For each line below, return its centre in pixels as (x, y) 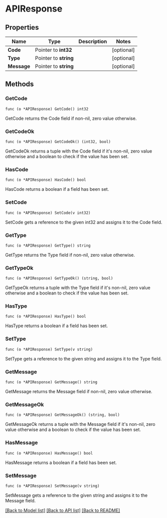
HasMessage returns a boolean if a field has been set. (61, 462)
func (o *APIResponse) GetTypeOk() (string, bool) (59, 278)
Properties (22, 27)
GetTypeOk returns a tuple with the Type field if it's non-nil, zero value (78, 288)
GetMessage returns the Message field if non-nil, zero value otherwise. (79, 392)
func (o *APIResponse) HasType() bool (46, 317)
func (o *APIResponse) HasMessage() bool (49, 453)
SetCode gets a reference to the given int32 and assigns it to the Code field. (84, 222)
